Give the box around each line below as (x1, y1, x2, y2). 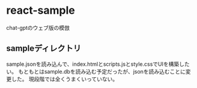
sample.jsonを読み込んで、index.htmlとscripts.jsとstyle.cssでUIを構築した (6, 60, 190, 68)
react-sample (6, 4, 75, 17)
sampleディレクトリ (6, 43, 82, 54)
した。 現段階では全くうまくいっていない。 (11, 75, 118, 83)
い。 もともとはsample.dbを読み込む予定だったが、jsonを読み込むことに (6, 68, 186, 75)
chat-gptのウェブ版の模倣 (6, 24, 70, 31)
